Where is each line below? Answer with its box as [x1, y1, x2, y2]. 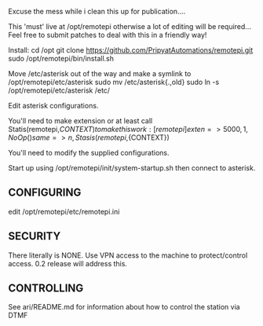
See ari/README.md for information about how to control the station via [8, 302, 241, 312]
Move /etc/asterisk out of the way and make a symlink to [8, 69, 192, 78]
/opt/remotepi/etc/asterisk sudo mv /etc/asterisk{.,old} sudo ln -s [8, 78, 220, 86]
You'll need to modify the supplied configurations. [8, 148, 170, 157]
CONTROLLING [8, 282, 84, 295]
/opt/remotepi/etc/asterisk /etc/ [8, 86, 111, 95]
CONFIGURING [8, 186, 82, 200]
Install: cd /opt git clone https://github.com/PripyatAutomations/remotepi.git [8, 46, 254, 54]
